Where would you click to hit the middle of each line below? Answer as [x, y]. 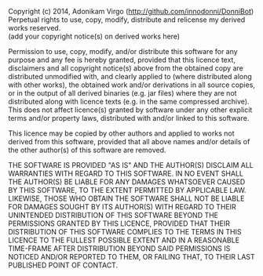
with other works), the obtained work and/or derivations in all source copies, [131, 85]
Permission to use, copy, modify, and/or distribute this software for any [123, 51]
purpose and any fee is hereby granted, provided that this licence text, [122, 60]
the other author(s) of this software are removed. [87, 150]
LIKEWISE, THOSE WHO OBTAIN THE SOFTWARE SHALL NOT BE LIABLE [126, 198]
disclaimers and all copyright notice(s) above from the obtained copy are [126, 68]
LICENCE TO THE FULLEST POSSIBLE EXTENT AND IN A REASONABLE [124, 240]
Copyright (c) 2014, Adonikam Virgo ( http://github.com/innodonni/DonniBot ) [131, 11]
